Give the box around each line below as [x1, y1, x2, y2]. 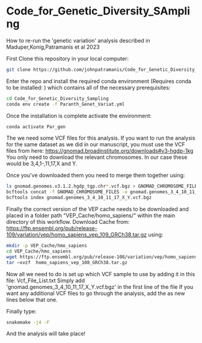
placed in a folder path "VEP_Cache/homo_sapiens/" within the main [6, 212, 176, 219]
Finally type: [6, 307, 37, 315]
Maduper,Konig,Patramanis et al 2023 [6, 43, 100, 51]
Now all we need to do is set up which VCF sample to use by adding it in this [6, 270, 195, 277]
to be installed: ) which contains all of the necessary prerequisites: [6, 84, 171, 91]
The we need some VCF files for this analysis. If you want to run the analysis [6, 134, 195, 142]
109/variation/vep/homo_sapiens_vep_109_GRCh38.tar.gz [6, 231, 147, 238]
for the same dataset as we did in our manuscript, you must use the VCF [6, 141, 185, 148]
